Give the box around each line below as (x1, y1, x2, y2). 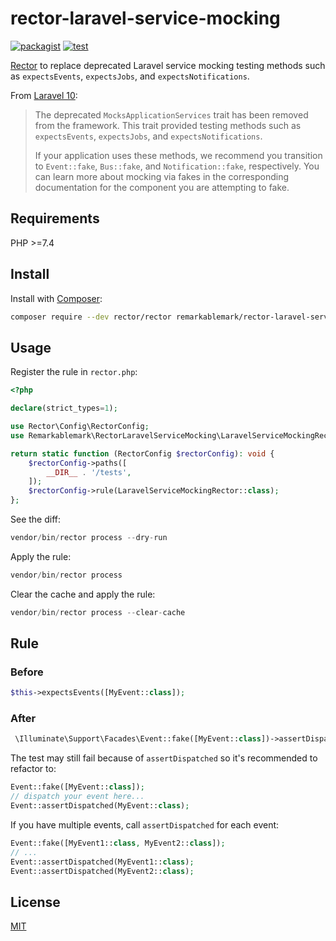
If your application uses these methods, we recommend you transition (34, 149, 323, 161)
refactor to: (10, 763, 57, 775)
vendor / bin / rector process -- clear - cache (10, 607, 186, 617)
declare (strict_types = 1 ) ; (10, 403, 118, 414)
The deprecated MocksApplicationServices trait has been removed (34, 108, 309, 121)
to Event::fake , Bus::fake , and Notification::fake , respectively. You (34, 160, 320, 172)
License (10, 893, 61, 911)
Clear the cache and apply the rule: (10, 588, 156, 600)
